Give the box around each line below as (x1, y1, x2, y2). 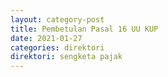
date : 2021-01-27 (10, 33, 83, 43)
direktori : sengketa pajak (10, 52, 123, 62)
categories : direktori (10, 42, 105, 53)
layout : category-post (10, 14, 105, 25)
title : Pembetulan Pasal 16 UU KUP (10, 24, 159, 34)
